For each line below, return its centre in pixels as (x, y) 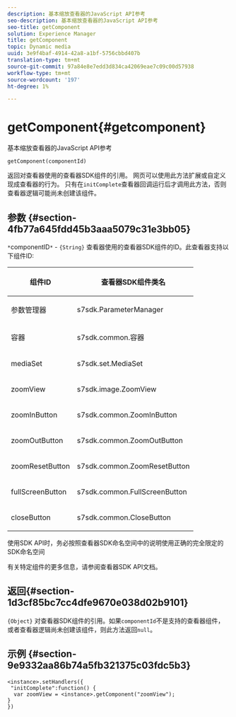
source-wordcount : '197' (44, 80)
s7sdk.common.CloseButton (124, 517)
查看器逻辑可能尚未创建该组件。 (54, 193)
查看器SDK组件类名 (134, 282)
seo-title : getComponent (44, 27)
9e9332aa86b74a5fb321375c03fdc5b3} (99, 666)
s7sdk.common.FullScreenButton (132, 492)
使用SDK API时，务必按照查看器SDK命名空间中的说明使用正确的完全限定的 (116, 543)
